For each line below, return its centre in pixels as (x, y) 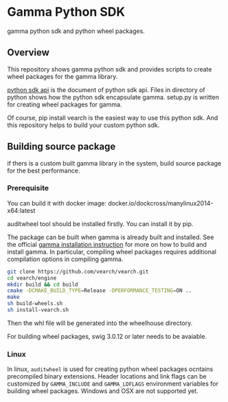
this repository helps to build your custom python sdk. (83, 125)
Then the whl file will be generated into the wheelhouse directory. (100, 323)
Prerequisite (28, 188)
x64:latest (21, 210)
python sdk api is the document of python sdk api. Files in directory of (106, 89)
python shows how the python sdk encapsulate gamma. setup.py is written (113, 97)
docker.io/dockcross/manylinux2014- (160, 203)
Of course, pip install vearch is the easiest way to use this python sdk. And (113, 118)
